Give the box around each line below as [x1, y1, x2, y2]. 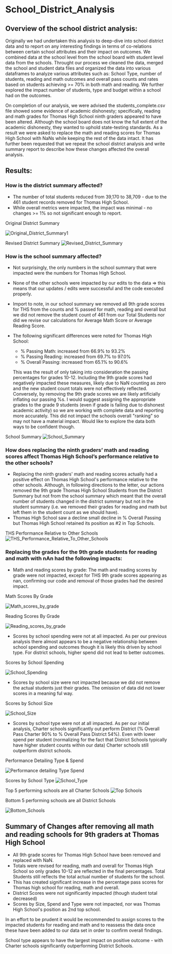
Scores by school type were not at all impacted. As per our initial [12, 720, 150, 726]
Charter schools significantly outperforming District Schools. [5, 943, 133, 949]
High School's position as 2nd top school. [12, 907, 101, 913]
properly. [12, 291, 32, 297]
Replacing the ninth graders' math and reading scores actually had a [12, 471, 158, 477]
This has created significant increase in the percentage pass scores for [12, 879, 164, 886]
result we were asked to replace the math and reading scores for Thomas [5, 130, 161, 136]
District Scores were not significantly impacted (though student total [12, 890, 158, 896]
